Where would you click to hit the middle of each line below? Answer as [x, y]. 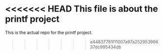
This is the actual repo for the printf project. [49, 32]
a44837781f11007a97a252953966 [124, 41]
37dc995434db [106, 47]
